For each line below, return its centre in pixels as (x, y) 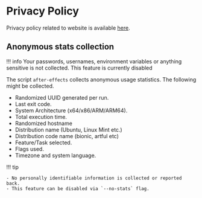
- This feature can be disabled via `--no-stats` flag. (78, 188)
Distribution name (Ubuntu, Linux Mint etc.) (68, 129)
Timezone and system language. (55, 155)
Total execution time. (41, 117)
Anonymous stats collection (60, 47)
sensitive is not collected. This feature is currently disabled (79, 68)
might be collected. (30, 86)
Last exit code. (33, 104)
